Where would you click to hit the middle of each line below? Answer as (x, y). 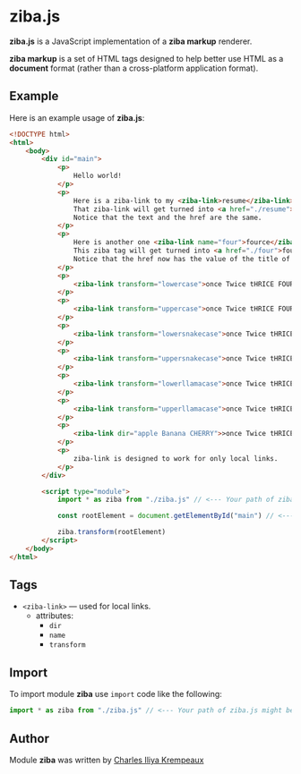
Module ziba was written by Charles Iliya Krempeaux (107, 760)
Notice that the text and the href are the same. (168, 217)
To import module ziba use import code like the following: (116, 694)
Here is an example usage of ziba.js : (77, 117)
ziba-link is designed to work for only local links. (176, 458)
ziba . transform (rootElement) (112, 532)
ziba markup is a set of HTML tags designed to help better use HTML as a (146, 58)
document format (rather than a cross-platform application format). (134, 68)
